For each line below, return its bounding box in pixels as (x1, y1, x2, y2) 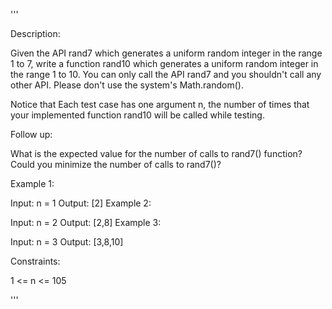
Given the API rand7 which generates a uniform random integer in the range (10, 47, 323, 59)
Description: (10, 28, 61, 39)
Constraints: (10, 255, 61, 267)
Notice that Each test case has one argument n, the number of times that (10, 99, 310, 110)
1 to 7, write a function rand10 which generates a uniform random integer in (10, 58, 319, 69)
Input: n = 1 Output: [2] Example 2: (10, 197, 152, 209)
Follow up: (10, 129, 53, 140)
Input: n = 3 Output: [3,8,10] (10, 236, 124, 248)
